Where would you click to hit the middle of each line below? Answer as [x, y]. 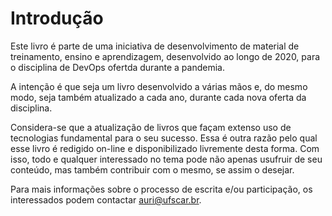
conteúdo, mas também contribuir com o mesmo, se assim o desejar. [152, 169]
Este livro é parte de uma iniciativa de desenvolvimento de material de [155, 46]
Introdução [57, 18]
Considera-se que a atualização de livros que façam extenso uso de [151, 127]
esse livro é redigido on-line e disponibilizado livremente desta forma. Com [165, 148]
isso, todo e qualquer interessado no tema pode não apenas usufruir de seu [166, 159]
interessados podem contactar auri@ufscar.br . [106, 199]
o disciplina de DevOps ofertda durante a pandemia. [117, 67]
